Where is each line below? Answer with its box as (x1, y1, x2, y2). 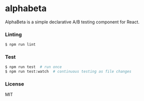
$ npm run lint (5, 42, 36, 47)
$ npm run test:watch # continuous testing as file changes (5, 69, 132, 74)
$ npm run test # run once (5, 65, 62, 69)
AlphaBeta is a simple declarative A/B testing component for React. (5, 19, 140, 25)
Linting (5, 31, 22, 38)
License (5, 81, 24, 87)
